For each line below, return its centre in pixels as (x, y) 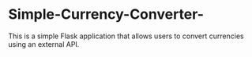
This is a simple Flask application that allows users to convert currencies (126, 36)
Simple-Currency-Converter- (106, 14)
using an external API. (44, 44)
